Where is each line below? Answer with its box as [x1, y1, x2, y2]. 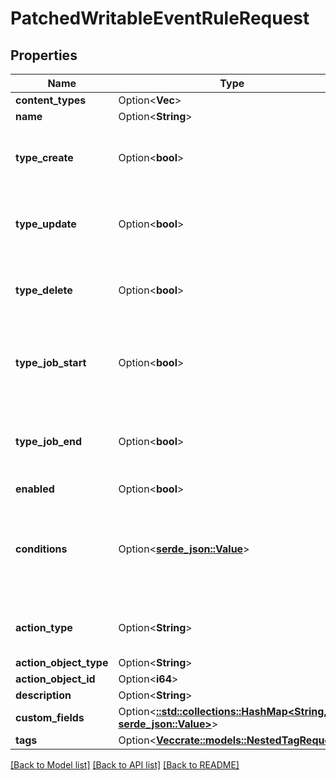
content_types [15, 93, 87, 107]
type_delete [15, 283, 73, 297]
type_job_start [15, 356, 87, 369]
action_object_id [15, 672, 96, 686]
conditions [15, 542, 68, 556]
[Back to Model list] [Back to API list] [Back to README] [10, 759, 240, 771]
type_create [15, 151, 74, 164]
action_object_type [15, 656, 109, 669]
